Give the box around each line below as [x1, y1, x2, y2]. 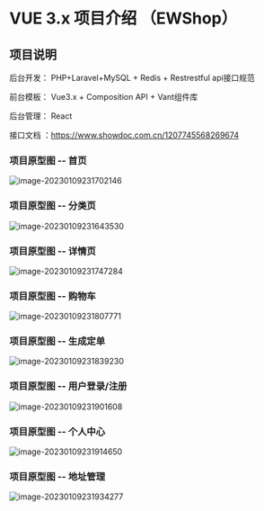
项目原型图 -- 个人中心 [9, 425, 106, 437]
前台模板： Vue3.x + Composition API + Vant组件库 [9, 92, 198, 102]
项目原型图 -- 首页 [9, 154, 87, 166]
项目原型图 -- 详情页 [9, 245, 96, 257]
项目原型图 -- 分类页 [9, 200, 96, 212]
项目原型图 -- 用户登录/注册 [9, 380, 128, 392]
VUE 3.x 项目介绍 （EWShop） [9, 8, 238, 29]
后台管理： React [9, 111, 73, 121]
